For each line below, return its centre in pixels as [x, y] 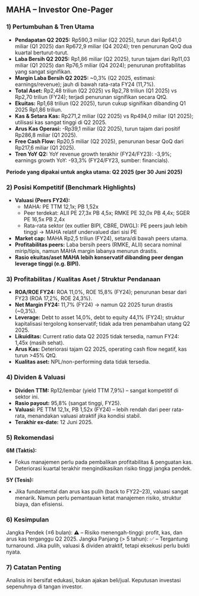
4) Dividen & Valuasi [36, 377]
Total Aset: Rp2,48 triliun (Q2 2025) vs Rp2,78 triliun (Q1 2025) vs [96, 90]
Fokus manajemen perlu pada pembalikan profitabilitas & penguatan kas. [104, 462]
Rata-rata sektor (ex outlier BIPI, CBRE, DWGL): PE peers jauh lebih [106, 226]
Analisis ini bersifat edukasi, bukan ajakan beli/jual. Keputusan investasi [94, 580]
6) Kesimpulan [28, 520]
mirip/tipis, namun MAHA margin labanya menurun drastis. [86, 251]
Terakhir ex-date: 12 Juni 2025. [54, 422]
